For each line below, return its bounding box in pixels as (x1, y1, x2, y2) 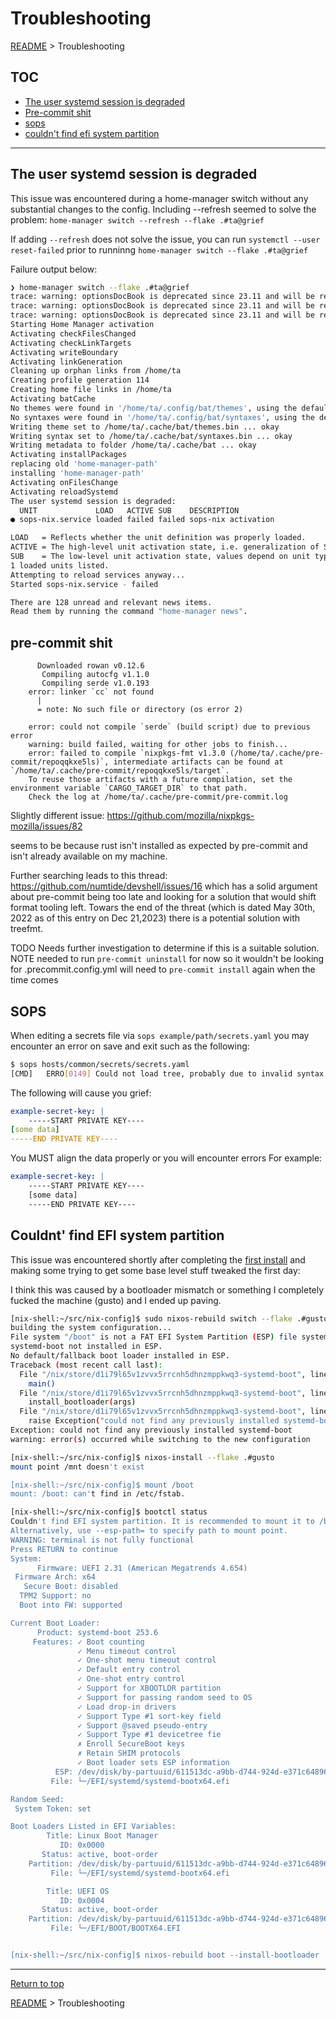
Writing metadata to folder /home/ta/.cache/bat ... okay (10, 440, 257, 451)
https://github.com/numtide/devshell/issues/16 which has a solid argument (10, 880, 318, 892)
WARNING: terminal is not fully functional (10, 1535, 195, 1545)
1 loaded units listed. (10, 560, 110, 571)
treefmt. (10, 923, 44, 935)
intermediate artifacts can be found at (113, 757, 284, 767)
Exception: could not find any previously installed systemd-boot (10, 1425, 293, 1435)
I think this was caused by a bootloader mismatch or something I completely (10, 1283, 325, 1296)
